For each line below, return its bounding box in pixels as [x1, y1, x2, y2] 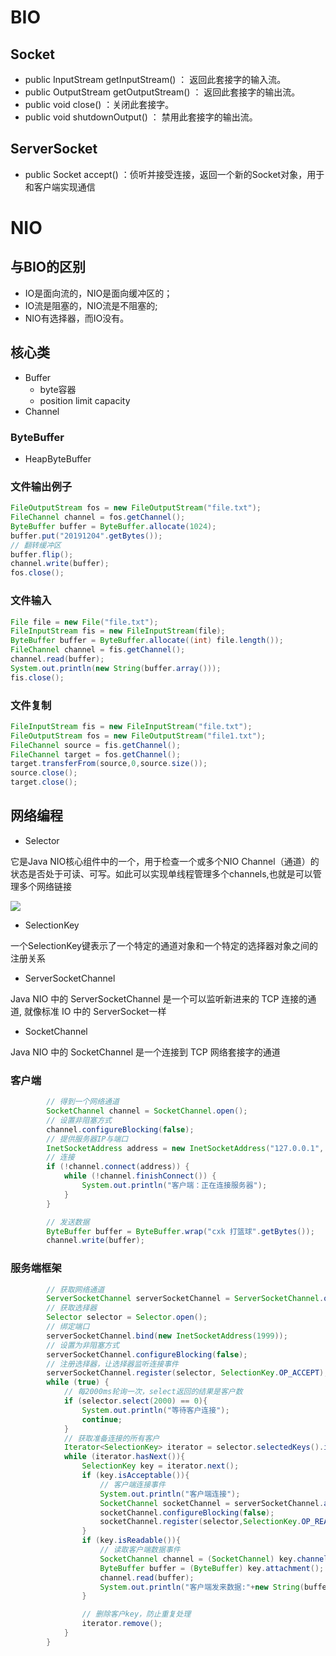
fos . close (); [10, 568, 65, 578]
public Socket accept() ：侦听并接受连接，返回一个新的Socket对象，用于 [24, 168, 325, 180]
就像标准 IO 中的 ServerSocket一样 [23, 1005, 167, 1017]
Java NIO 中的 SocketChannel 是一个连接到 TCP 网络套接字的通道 [10, 1046, 281, 1058]
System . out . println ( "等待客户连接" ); [81, 1405, 230, 1415]
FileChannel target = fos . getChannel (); [10, 749, 182, 760]
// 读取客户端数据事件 [99, 1545, 181, 1555]
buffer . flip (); [10, 549, 74, 560]
